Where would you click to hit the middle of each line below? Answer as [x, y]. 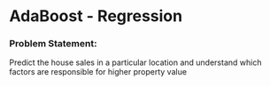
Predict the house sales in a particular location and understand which [135, 62]
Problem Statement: [53, 44]
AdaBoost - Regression [96, 16]
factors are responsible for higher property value [98, 72]
